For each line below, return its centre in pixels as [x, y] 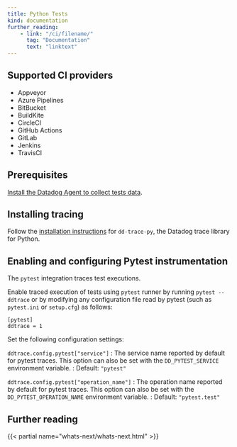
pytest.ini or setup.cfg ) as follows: [60, 307]
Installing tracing [45, 214]
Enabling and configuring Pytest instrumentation [118, 261]
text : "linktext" [52, 47]
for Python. [24, 239]
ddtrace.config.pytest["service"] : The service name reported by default [116, 353]
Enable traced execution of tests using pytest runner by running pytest [111, 292]
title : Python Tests [38, 14]
